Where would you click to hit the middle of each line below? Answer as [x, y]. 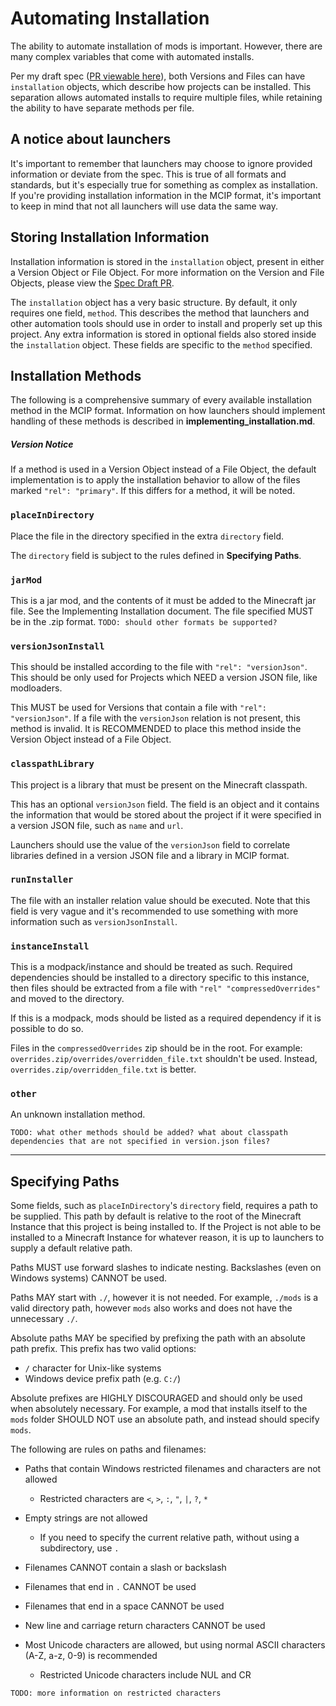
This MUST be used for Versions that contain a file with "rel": [138, 708]
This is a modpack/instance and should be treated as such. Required [151, 967]
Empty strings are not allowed [86, 1518]
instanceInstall [50, 946]
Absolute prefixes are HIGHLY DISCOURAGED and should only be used [156, 1398]
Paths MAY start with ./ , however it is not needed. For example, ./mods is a [164, 1298]
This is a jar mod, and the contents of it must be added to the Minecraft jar [163, 600]
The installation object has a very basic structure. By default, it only [154, 302]
